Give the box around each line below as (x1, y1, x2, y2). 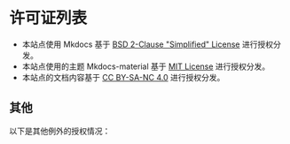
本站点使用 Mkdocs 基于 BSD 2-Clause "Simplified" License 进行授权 (21, 39, 273, 49)
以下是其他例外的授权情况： (9, 125, 111, 136)
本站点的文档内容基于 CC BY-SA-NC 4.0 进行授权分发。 (21, 72, 225, 82)
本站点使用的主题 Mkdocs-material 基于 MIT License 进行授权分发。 (21, 61, 270, 72)
